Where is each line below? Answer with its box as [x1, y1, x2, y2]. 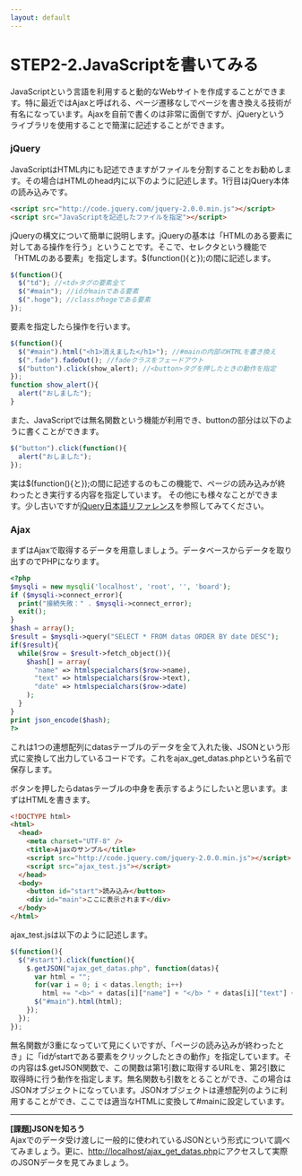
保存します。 [10, 763, 57, 774]
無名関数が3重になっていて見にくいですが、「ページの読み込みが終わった [10, 1040, 277, 1050]
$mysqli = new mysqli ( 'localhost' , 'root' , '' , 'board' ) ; [10, 582, 231, 591]
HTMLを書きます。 [25, 794, 95, 805]
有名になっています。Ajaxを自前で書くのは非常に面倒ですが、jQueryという [10, 109, 286, 119]
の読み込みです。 [10, 186, 73, 197]
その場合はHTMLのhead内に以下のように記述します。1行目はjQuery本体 [24, 175, 289, 186]
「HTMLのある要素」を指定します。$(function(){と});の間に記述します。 [10, 252, 276, 263]
